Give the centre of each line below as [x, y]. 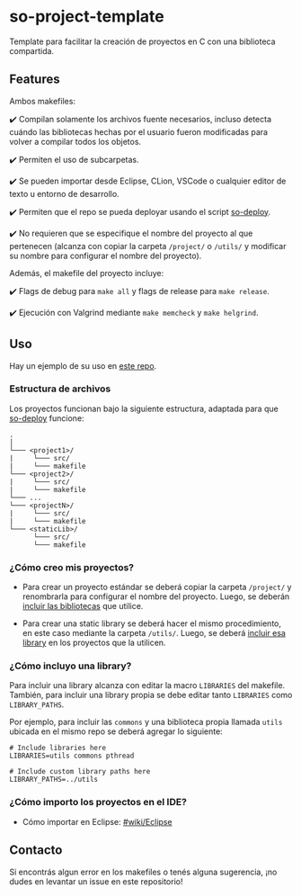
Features [35, 80]
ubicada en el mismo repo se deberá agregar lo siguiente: [116, 731]
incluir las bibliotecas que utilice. [83, 606]
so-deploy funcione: [47, 418]
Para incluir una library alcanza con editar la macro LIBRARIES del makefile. [147, 685]
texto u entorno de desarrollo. [64, 193]
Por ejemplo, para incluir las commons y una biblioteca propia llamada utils [146, 722]
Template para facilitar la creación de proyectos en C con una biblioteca [142, 41]
